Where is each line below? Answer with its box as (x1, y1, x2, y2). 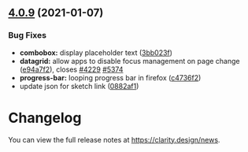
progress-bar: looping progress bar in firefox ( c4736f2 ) (19, 72, 202, 82)
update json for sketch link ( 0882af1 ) (19, 81, 139, 91)
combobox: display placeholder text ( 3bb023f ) (19, 47, 173, 57)
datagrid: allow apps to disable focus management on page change (19, 56, 240, 65)
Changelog (8, 109, 82, 127)
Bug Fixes (8, 30, 47, 41)
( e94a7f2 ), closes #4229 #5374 (19, 65, 124, 74)
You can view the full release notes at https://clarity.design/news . (8, 135, 220, 144)
